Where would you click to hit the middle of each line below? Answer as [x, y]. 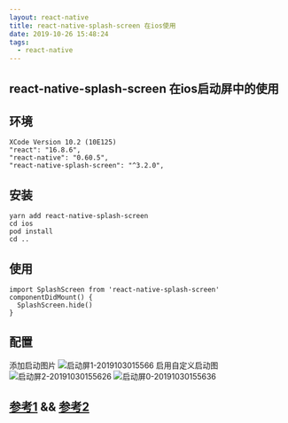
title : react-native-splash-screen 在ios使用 [93, 26]
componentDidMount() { [51, 297]
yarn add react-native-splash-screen [79, 216]
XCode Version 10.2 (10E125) [63, 143]
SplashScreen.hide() [55, 305]
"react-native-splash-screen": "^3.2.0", [87, 166]
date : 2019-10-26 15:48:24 [59, 34]
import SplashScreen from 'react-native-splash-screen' [114, 289]
